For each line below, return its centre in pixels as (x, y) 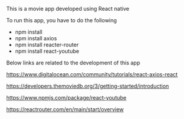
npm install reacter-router (47, 45)
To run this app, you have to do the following (62, 20)
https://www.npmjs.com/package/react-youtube (66, 98)
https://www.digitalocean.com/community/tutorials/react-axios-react (92, 74)
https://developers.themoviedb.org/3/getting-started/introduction (88, 86)
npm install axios (36, 38)
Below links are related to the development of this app (73, 63)
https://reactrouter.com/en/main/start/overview (65, 109)
